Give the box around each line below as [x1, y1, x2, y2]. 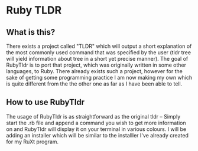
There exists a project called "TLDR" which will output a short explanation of [6, 42, 192, 50]
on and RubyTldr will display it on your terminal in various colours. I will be [6, 125, 187, 133]
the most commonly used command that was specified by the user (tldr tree [6, 49, 191, 56]
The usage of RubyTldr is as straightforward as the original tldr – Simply [6, 113, 181, 120]
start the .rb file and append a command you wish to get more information [6, 119, 186, 126]
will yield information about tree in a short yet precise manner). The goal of [6, 55, 189, 62]
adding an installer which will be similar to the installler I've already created [6, 132, 189, 139]
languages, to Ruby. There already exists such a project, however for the [6, 68, 183, 74]
